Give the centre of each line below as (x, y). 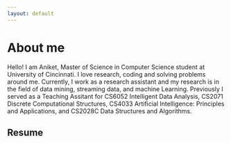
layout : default (31, 13)
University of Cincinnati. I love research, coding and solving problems (106, 74)
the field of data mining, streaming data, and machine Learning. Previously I (115, 89)
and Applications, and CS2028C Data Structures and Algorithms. (100, 111)
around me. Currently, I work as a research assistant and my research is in (113, 82)
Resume (25, 132)
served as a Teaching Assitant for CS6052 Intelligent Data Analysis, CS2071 (115, 96)
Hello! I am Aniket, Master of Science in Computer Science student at (106, 67)
